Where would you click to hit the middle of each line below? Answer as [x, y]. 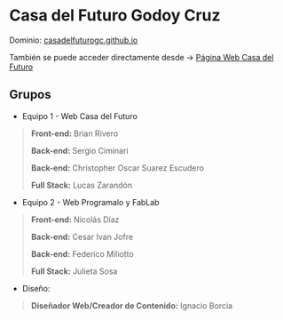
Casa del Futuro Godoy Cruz [115, 16]
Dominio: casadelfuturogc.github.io [74, 40]
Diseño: [36, 288]
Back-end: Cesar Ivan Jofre [82, 236]
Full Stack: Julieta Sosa [74, 271]
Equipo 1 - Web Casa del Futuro [79, 116]
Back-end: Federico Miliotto [83, 253]
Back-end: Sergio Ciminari [79, 150]
